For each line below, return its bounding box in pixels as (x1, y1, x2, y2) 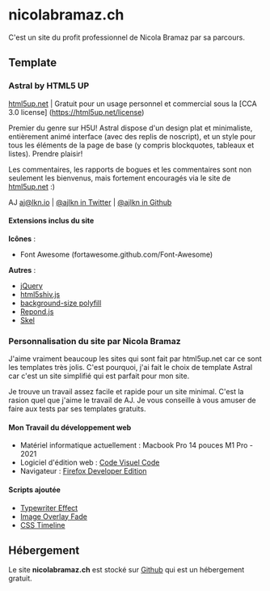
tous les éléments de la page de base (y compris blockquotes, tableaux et (8, 140, 255, 150)
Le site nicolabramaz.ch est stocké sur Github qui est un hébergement (8, 565, 245, 575)
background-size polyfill (19, 298, 102, 308)
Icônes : (8, 233, 36, 244)
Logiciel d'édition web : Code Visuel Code (19, 457, 160, 467)
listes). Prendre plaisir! (8, 148, 83, 159)
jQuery (19, 281, 43, 291)
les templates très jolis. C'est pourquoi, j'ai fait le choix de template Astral (8, 363, 253, 372)
